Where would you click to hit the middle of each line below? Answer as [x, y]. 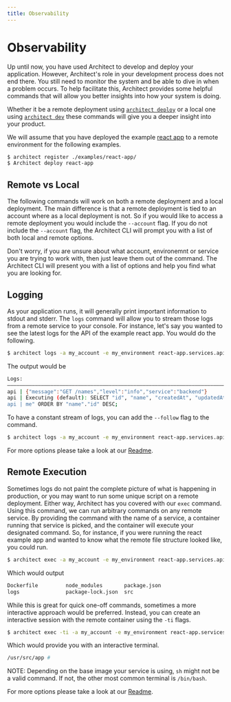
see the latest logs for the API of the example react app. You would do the [112, 333]
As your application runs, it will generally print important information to [107, 311]
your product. [26, 124]
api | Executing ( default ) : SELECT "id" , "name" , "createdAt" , [100, 398]
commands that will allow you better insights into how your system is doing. [114, 96]
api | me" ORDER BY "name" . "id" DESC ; [63, 404]
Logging [25, 295]
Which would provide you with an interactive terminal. [83, 645]
